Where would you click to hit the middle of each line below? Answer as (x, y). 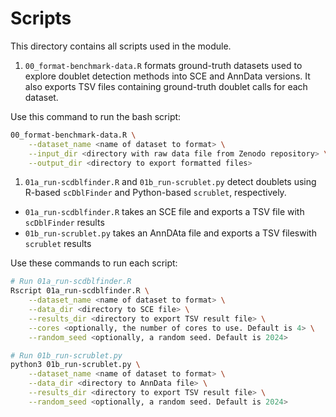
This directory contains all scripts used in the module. (121, 46)
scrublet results (58, 244)
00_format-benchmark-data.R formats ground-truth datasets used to (163, 65)
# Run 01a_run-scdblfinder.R (71, 282)
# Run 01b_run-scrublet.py (66, 355)
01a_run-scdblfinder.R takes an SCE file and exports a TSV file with (164, 212)
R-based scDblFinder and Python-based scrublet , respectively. (155, 193)
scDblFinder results (64, 223)
